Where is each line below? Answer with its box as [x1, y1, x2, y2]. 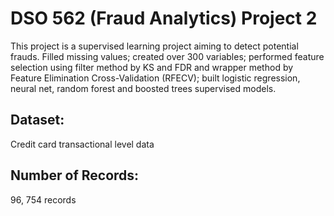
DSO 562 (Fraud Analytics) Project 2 [10, 7, 318, 30]
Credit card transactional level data [10, 138, 155, 150]
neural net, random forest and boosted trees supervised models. [10, 82, 277, 94]
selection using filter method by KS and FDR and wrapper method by [10, 61, 294, 73]
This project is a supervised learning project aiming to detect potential [10, 40, 299, 52]
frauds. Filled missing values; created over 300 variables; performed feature [10, 50, 325, 62]
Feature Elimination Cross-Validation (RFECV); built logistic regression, [10, 72, 301, 84]
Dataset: [10, 112, 65, 129]
